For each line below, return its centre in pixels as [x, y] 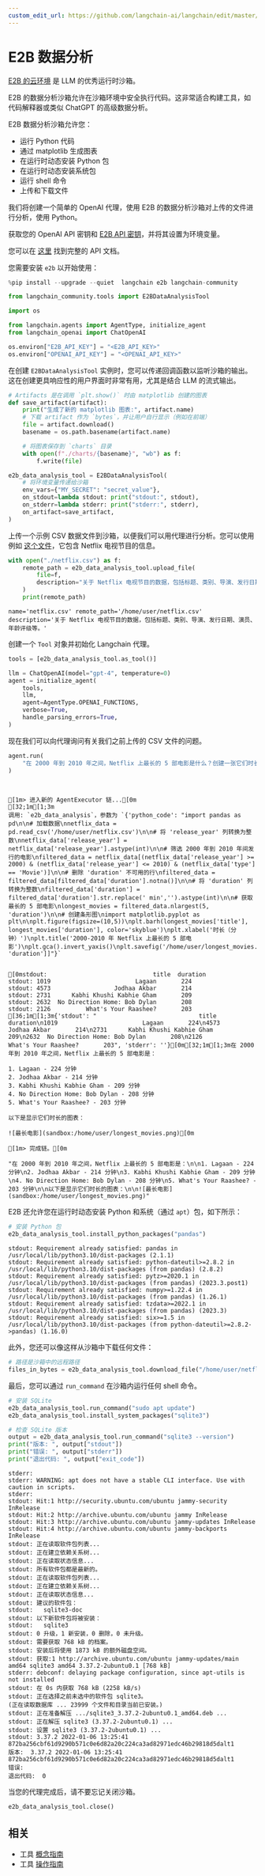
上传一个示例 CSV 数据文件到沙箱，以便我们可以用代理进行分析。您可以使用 [131, 536]
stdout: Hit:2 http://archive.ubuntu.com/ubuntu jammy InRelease [118, 1515]
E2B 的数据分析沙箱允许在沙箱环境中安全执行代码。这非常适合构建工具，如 [130, 97]
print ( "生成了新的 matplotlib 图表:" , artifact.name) [108, 410]
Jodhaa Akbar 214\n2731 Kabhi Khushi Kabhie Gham [111, 1030]
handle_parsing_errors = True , [70, 718]
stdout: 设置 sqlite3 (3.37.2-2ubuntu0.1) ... [85, 1730]
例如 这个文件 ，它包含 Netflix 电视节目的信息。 [84, 545]
